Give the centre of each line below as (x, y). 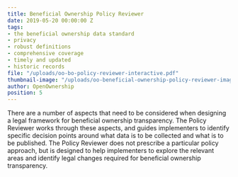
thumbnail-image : (33, 80)
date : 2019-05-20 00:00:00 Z (50, 21)
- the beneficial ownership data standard (71, 34)
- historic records (36, 67)
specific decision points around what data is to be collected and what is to (116, 136)
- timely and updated (39, 60)
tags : (15, 27)
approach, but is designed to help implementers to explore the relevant (111, 151)
